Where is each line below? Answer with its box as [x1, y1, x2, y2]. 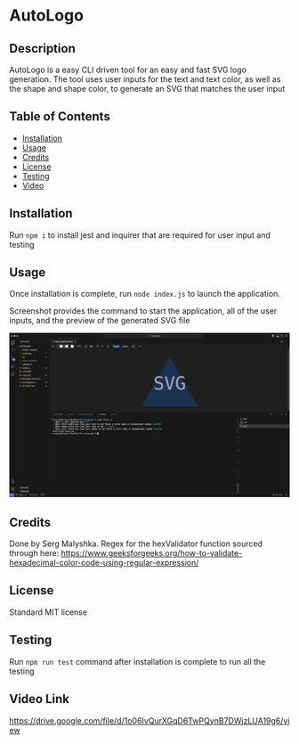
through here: [9, 548, 60, 559]
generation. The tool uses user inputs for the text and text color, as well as [9, 74, 281, 85]
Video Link [9, 691, 69, 707]
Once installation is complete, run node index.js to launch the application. [9, 289, 280, 299]
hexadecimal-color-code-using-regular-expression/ [9, 558, 199, 568]
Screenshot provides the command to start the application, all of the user [9, 306, 278, 316]
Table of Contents [9, 109, 111, 125]
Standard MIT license [9, 607, 87, 617]
